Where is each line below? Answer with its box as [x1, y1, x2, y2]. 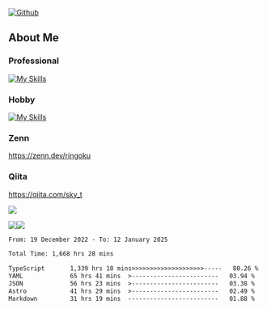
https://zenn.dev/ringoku [8, 150, 91, 161]
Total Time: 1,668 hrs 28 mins [8, 250, 114, 258]
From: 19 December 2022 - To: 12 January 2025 [8, 235, 168, 243]
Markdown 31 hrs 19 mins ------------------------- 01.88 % [8, 294, 255, 303]
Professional [8, 55, 59, 66]
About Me [8, 31, 59, 44]
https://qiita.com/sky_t [8, 189, 83, 199]
